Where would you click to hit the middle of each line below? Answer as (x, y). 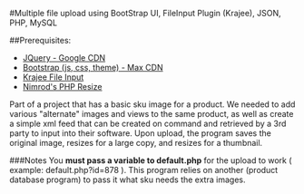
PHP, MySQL (33, 23)
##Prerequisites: (40, 40)
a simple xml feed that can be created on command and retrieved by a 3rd (148, 123)
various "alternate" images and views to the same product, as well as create (152, 114)
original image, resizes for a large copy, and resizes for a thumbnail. (136, 143)
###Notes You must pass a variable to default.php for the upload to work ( (151, 160)
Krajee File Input (53, 77)
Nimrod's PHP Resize (62, 87)
